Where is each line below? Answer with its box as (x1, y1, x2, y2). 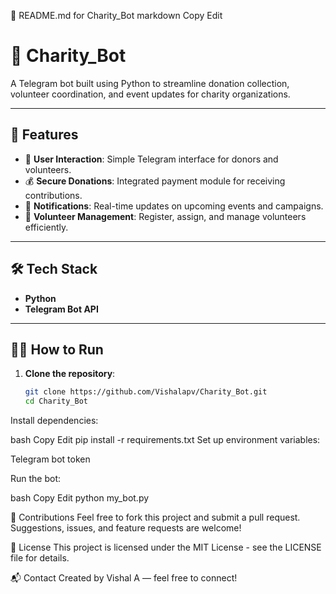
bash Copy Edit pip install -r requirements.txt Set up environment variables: (10, 434, 321, 446)
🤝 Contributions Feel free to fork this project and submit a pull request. (10, 511, 301, 524)
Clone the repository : (24, 368, 116, 380)
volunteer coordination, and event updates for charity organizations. (10, 88, 291, 100)
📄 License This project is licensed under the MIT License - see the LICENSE (10, 541, 322, 554)
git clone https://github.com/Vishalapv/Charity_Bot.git (24, 387, 268, 397)
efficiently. (24, 221, 69, 233)
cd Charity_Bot (24, 396, 89, 407)
